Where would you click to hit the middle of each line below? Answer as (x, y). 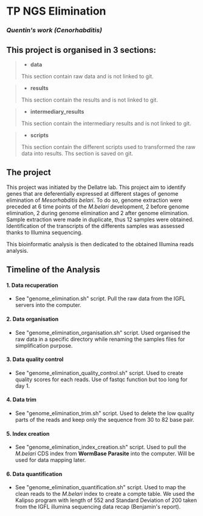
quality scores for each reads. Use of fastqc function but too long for (101, 379)
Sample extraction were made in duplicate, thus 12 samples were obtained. (100, 219)
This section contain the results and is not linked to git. (89, 100)
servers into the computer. (48, 305)
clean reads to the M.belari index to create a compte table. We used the (105, 494)
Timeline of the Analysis (53, 270)
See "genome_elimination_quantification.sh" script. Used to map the (100, 487)
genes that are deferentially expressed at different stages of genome (92, 193)
